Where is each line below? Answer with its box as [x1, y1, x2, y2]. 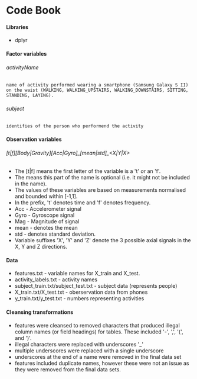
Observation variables [6, 136, 62, 143]
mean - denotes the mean [14, 224, 78, 232]
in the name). [14, 180, 47, 187]
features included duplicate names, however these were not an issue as [14, 359, 189, 367]
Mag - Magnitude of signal [14, 218, 80, 225]
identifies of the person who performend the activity [6, 123, 144, 129]
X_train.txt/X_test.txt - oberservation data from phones [14, 288, 148, 296]
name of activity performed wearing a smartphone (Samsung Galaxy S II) [6, 82, 189, 88]
